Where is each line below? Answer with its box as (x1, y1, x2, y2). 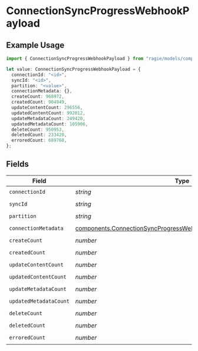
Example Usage (6, 40, 65, 50)
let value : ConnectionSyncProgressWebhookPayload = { (6, 66, 141, 72)
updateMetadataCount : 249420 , (11, 115, 85, 121)
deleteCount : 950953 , (11, 127, 65, 133)
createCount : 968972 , (11, 94, 65, 100)
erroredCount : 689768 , (11, 137, 67, 144)
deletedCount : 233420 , (11, 132, 67, 138)
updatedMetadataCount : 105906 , (11, 121, 88, 127)
